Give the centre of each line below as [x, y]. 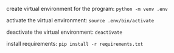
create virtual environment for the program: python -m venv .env [87, 9]
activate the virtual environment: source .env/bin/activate [80, 20]
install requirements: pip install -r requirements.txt [75, 44]
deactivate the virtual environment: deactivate [64, 32]
